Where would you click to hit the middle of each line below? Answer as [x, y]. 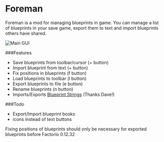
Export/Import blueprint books [44, 114]
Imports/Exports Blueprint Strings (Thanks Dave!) [63, 94]
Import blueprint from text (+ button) [50, 68]
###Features [18, 53]
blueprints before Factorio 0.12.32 [40, 134]
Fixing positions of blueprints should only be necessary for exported [76, 129]
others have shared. [26, 33]
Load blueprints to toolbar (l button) [49, 78]
